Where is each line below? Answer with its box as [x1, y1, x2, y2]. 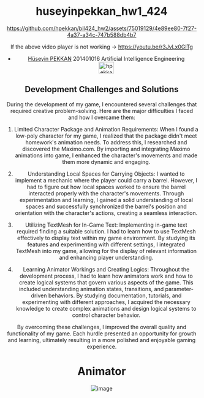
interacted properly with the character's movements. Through [28, 189, 184, 197]
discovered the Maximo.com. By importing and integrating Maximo [22, 145, 191, 152]
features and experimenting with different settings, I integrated [27, 241, 186, 248]
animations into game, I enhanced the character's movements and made [15, 152, 198, 159]
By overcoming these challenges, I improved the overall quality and [17, 323, 187, 330]
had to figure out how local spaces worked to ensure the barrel [26, 183, 186, 190]
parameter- [165, 285, 194, 292]
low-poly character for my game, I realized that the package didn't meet [15, 132, 197, 139]
